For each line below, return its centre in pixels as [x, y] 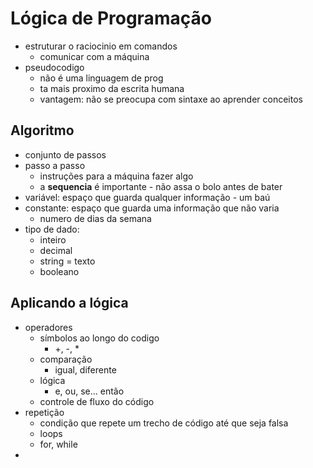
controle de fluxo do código [97, 401]
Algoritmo [42, 130]
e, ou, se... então [89, 391]
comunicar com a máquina [94, 56]
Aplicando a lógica [69, 303]
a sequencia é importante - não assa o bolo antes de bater [161, 186]
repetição [44, 412]
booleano [59, 271]
